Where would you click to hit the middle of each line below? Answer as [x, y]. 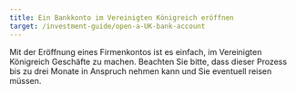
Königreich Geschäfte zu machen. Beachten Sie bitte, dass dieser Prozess [148, 61]
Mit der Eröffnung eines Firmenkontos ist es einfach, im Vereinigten [136, 51]
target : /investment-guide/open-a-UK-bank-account [107, 26]
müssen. [26, 80]
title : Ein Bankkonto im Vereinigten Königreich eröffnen [122, 18]
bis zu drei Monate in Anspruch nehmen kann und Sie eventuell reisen [141, 71]
